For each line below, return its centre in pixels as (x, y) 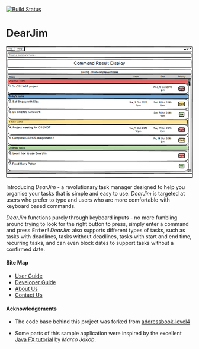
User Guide (28, 276)
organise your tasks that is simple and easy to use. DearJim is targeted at (96, 193)
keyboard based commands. (41, 206)
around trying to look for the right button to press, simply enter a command (97, 224)
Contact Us (28, 295)
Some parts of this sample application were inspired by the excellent (98, 334)
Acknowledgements (32, 309)
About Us (26, 289)
